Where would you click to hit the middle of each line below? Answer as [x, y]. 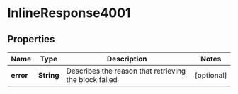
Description [127, 59]
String [49, 75]
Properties [31, 39]
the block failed [92, 80]
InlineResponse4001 [69, 13]
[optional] [211, 75]
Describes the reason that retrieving [126, 71]
